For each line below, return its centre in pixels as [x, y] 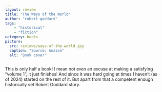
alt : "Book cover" [28, 55]
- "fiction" [26, 32]
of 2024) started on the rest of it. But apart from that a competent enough [79, 79]
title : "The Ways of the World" [38, 14]
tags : [10, 23]
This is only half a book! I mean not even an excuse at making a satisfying [79, 69]
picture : [14, 42]
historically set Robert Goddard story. [43, 85]
